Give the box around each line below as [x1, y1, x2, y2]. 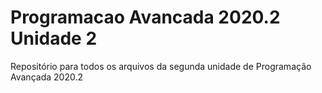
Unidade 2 [10, 27, 98, 50]
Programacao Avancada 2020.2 [10, 6, 281, 29]
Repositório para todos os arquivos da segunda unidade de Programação [10, 60, 312, 72]
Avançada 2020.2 [10, 71, 83, 83]
